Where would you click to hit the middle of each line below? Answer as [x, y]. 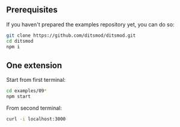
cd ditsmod [20, 41]
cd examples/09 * [26, 91]
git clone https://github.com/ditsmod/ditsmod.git [71, 36]
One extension [34, 65]
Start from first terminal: [36, 80]
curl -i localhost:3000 [36, 119]
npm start [19, 97]
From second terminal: [34, 108]
